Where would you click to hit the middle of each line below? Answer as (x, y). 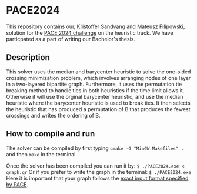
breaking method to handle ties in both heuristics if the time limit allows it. (95, 90)
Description (28, 57)
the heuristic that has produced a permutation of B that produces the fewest (98, 109)
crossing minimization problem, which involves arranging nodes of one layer (98, 78)
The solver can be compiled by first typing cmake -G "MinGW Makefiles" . (95, 148)
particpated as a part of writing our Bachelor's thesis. (71, 39)
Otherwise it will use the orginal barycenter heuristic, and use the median (95, 96)
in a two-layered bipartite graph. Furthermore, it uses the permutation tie (94, 84)
